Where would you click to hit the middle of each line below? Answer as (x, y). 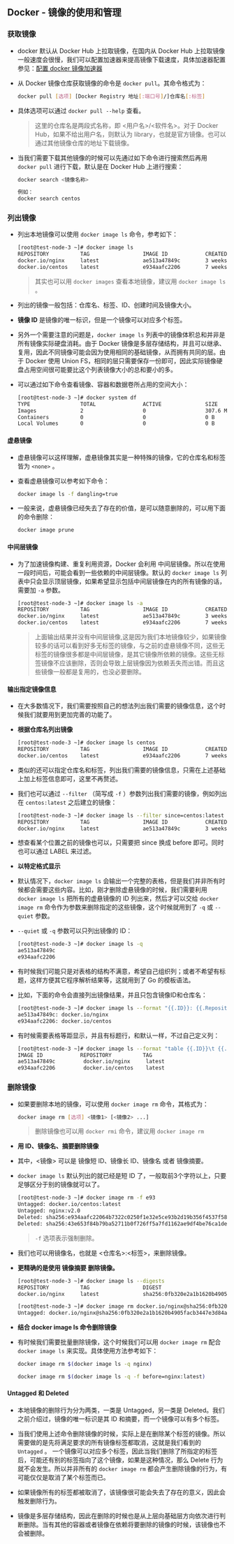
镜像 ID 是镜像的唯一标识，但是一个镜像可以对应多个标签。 (102, 319)
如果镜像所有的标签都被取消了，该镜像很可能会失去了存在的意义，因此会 (121, 1492)
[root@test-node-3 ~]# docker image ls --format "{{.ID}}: (105, 1008)
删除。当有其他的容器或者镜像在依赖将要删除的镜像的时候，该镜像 (118, 1524)
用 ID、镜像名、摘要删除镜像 (58, 1146)
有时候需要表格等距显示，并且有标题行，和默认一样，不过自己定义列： (118, 1035)
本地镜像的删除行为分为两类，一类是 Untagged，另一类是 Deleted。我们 (121, 1411)
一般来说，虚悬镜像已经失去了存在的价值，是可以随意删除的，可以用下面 (121, 508)
